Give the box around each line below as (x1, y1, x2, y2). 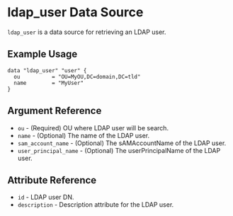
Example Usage (7, 48, 78, 60)
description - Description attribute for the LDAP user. (17, 200, 174, 209)
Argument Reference (7, 105, 102, 117)
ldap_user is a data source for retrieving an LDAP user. (7, 28, 166, 36)
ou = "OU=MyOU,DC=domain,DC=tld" (13, 73, 141, 80)
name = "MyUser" (13, 79, 84, 86)
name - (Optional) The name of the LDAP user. (17, 131, 150, 140)
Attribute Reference (7, 174, 97, 186)
